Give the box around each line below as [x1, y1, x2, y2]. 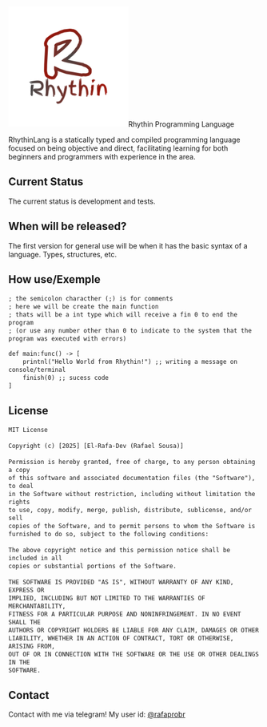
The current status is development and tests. [8, 196, 156, 206]
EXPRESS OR [8, 587, 45, 595]
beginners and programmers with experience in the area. [8, 152, 196, 161]
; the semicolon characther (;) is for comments [8, 295, 173, 303]
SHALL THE [8, 619, 42, 627]
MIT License [8, 426, 48, 434]
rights [8, 499, 30, 507]
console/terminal [8, 366, 66, 374]
